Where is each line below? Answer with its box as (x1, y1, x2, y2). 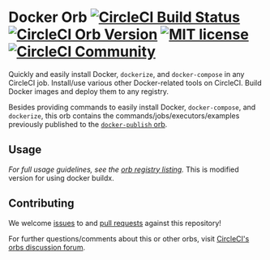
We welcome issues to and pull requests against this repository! (8, 218, 221, 228)
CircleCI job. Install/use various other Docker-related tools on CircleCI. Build (8, 78, 262, 87)
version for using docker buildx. (8, 173, 115, 182)
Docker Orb (8, 8, 88, 27)
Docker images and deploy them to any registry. (8, 86, 169, 96)
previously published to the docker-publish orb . (8, 119, 168, 129)
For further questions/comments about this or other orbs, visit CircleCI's (8, 233, 250, 243)
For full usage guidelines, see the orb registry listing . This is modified (8, 164, 239, 174)
